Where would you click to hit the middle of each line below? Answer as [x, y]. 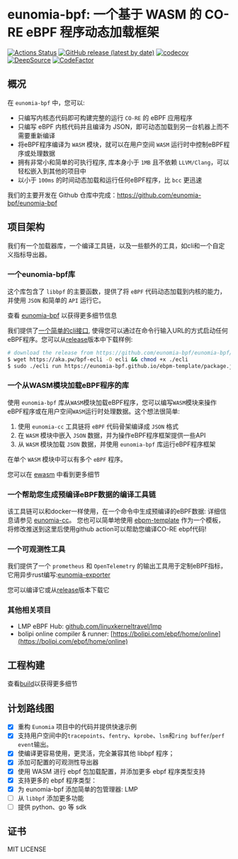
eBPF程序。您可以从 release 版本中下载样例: [70, 339]
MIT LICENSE [27, 849]
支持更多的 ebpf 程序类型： [57, 780]
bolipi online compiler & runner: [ [65, 634]
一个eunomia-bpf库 [41, 274]
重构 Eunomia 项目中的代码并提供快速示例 [77, 727]
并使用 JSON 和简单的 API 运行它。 [56, 300]
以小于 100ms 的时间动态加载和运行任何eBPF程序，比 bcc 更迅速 [110, 180]
